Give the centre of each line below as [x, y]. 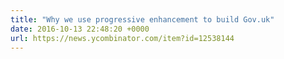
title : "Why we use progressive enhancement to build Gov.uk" [142, 19]
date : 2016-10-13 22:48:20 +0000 [80, 29]
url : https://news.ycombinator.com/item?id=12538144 [122, 38]
